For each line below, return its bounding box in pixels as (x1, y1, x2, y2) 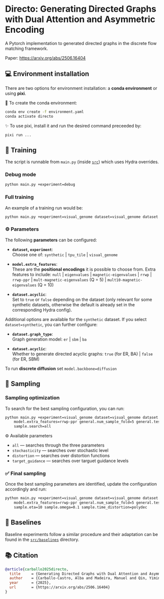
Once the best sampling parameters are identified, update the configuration (5, 481, 157, 487)
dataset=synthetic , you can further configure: (5, 321, 98, 327)
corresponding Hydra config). (12, 307, 72, 313)
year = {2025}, (9, 580, 51, 585)
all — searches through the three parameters (12, 442, 105, 448)
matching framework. (5, 45, 48, 51)
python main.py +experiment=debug (5, 182, 76, 187)
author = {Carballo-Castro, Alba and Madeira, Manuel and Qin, (9, 576, 147, 581)
